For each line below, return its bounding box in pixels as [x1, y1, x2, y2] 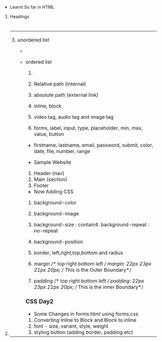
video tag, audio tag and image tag [34, 114, 114, 120]
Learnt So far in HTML [9, 4, 55, 10]
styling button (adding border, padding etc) [34, 329, 134, 336]
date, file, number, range [34, 148, 91, 155]
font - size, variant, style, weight [34, 323, 109, 330]
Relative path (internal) [34, 81, 87, 88]
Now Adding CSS [34, 188, 74, 195]
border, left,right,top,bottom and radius [34, 250, 123, 256]
